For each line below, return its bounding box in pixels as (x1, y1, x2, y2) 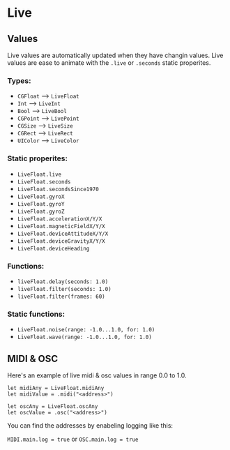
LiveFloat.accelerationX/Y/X (17, 215, 102, 223)
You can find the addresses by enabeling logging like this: (7, 421, 173, 430)
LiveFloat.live (17, 171, 62, 178)
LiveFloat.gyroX (17, 193, 65, 200)
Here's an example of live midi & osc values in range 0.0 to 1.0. (7, 371, 187, 380)
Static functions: (7, 309, 65, 319)
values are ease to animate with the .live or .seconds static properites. (7, 59, 211, 67)
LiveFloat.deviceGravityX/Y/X (17, 237, 106, 245)
